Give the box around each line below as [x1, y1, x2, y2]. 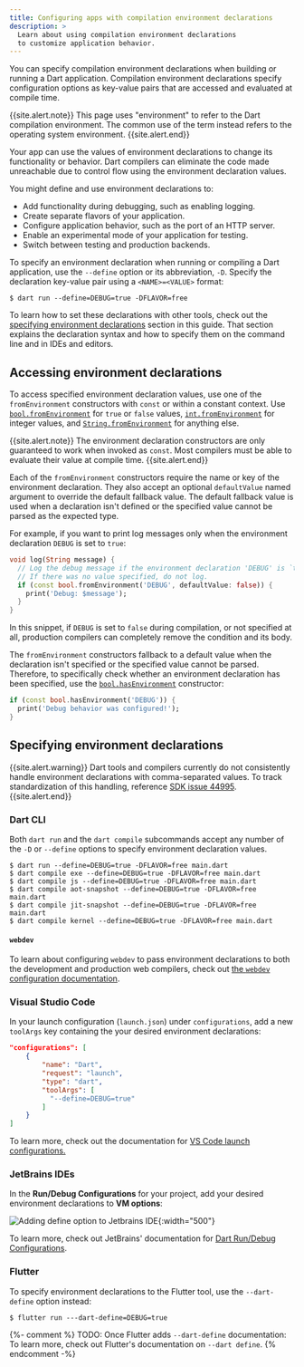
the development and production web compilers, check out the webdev [9, 964, 271, 975]
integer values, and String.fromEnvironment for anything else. [9, 418, 240, 428]
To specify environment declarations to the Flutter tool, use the [9, 1285, 244, 1296]
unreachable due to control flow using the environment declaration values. [9, 166, 287, 177]
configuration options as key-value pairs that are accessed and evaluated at [9, 82, 292, 93]
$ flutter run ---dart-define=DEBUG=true [9, 1313, 168, 1323]
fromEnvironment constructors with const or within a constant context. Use [9, 399, 286, 409]
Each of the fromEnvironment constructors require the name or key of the [9, 472, 280, 483]
